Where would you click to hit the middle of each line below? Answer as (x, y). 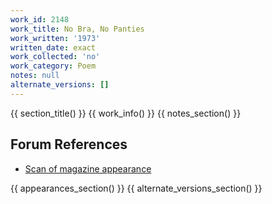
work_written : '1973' (55, 38)
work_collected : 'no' (55, 57)
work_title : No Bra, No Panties (77, 29)
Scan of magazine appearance (88, 168)
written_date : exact (53, 47)
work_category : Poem (53, 66)
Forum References (69, 144)
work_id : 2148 (40, 19)
